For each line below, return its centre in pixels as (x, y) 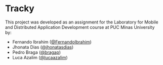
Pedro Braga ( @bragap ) (36, 52)
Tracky (20, 9)
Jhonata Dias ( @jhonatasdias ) (43, 47)
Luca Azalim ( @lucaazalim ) (40, 57)
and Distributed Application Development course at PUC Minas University (80, 27)
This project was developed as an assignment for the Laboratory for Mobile (82, 22)
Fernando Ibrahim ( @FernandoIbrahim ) (52, 42)
